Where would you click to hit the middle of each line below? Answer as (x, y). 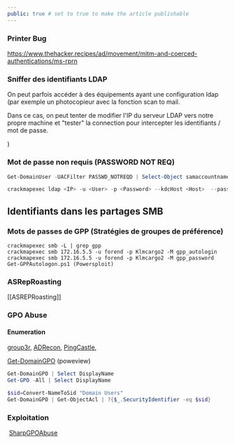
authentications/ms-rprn (43, 61)
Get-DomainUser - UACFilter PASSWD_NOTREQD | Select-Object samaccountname (119, 177)
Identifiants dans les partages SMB (85, 211)
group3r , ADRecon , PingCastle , (52, 347)
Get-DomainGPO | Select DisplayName (60, 374)
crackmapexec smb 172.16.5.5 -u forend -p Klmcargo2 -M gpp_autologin (112, 252)
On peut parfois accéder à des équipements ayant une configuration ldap (113, 95)
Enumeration (26, 332)
